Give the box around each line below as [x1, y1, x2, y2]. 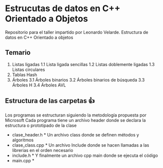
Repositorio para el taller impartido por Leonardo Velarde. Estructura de [5, 29, 148, 35]
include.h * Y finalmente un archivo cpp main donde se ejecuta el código [12, 152, 158, 158]
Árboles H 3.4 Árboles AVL [12, 82, 66, 88]
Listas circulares [12, 67, 45, 72]
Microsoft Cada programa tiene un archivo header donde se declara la [5, 117, 146, 123]
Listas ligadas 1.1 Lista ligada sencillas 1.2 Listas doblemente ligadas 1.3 [12, 61, 155, 67]
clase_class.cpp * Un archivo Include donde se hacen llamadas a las [12, 142, 149, 148]
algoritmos [12, 137, 34, 143]
